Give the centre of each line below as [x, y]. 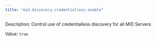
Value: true [17, 33]
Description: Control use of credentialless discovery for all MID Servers [78, 24]
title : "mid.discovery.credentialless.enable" [54, 10]
